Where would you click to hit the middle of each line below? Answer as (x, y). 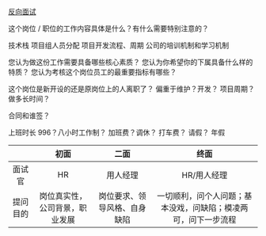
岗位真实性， (63, 196)
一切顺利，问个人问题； (201, 196)
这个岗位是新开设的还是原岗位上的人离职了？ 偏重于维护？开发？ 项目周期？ (131, 89)
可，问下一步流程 (205, 220)
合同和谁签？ (29, 116)
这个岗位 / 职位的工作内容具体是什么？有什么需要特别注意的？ (108, 29)
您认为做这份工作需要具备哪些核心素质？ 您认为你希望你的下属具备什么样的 (131, 62)
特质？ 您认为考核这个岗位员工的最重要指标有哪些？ (92, 72)
